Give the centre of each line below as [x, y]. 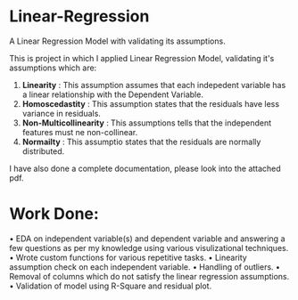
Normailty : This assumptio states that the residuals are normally [141, 142]
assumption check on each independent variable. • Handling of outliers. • [145, 267]
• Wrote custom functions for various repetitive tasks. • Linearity [128, 257]
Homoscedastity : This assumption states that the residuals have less [150, 103]
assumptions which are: [53, 68]
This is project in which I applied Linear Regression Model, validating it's [142, 58]
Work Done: [54, 214]
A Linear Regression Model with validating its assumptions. [117, 41]
